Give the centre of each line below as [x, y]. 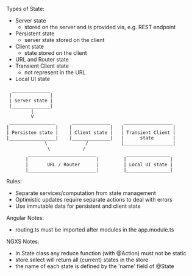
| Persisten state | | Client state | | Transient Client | [91, 133]
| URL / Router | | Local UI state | [99, 165]
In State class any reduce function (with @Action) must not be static [101, 253]
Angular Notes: [25, 218]
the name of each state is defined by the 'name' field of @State [95, 266]
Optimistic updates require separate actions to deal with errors [94, 200]
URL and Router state [42, 59]
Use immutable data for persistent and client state [78, 206]
